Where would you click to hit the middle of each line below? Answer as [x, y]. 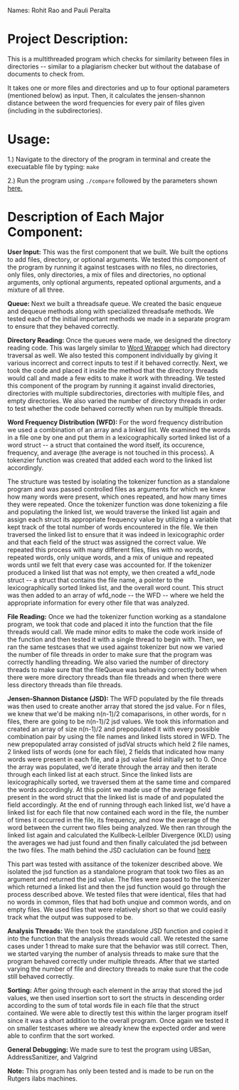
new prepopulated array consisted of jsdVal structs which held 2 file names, [119, 744]
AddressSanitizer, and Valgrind [53, 1057]
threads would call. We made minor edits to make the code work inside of [115, 631]
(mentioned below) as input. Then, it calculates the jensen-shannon [106, 95]
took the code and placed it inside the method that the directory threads [113, 370]
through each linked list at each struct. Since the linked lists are [100, 774]
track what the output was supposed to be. [70, 917]
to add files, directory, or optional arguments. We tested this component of [117, 259]
